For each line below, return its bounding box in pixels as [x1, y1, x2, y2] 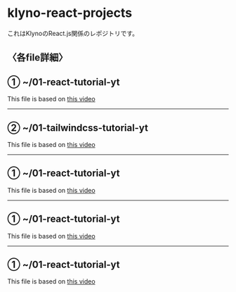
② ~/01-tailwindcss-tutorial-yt [7, 122, 149, 134]
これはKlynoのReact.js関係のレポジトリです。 [7, 29, 139, 37]
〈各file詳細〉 [7, 51, 68, 64]
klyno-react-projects [7, 5, 132, 21]
